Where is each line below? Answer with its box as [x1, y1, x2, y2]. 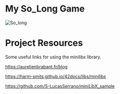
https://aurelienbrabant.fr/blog [5, 63, 68, 69]
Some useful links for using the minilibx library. [5, 54, 101, 60]
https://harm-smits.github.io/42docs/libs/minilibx [5, 73, 106, 79]
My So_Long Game [5, 3, 85, 15]
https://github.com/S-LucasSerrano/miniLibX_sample [5, 83, 115, 89]
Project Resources [5, 37, 83, 49]
